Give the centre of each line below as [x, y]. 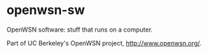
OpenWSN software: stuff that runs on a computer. [80, 29]
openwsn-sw [46, 10]
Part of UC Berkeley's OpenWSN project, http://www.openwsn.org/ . [104, 43]
